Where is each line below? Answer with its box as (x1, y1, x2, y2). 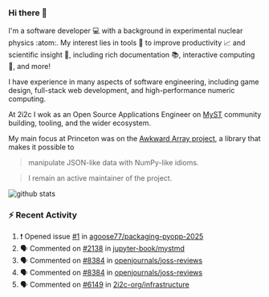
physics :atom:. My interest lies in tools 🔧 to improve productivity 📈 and (8, 38, 246, 47)
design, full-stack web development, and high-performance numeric (8, 86, 235, 96)
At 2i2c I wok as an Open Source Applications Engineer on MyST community (8, 110, 262, 120)
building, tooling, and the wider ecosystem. (8, 118, 151, 128)
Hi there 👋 (8, 7, 48, 18)
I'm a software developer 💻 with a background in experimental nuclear (8, 26, 243, 35)
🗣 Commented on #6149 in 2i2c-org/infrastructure (19, 279, 190, 289)
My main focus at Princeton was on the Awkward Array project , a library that (8, 134, 261, 144)
